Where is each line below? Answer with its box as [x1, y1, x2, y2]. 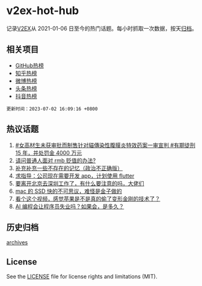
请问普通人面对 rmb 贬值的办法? [15, 157, 96, 164]
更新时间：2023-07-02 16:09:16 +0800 [6, 105, 98, 112]
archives [6, 239, 28, 246]
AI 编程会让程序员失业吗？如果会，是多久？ [15, 203, 124, 210]
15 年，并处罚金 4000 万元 [15, 149, 83, 156]
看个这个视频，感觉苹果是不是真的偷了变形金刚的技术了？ [15, 195, 160, 202]
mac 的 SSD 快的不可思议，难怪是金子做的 [15, 187, 122, 195]
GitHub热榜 [15, 62, 44, 69]
